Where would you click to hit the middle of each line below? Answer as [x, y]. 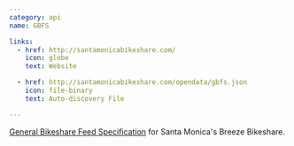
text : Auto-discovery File [75, 98]
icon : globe [47, 58]
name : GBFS [29, 26]
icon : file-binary [59, 90]
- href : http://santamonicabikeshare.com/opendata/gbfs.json [132, 82]
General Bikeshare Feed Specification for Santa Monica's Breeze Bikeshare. [147, 131]
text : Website [51, 66]
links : [21, 42]
